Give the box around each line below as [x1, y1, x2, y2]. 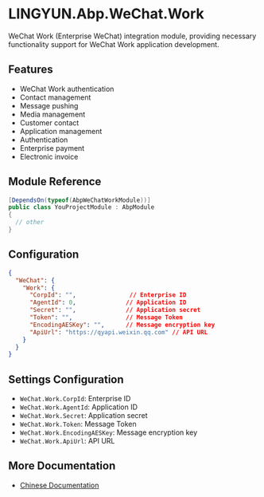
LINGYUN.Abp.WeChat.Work [8, 5, 204, 23]
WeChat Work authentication [19, 84, 115, 93]
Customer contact [19, 117, 80, 128]
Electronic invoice [19, 152, 79, 161]
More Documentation [8, 460, 116, 473]
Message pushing [19, 101, 79, 110]
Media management [19, 109, 86, 119]
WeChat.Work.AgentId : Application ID [19, 402, 138, 412]
